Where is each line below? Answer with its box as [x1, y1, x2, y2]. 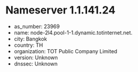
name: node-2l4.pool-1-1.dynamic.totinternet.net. [13, 29, 133, 36]
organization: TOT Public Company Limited [13, 47, 118, 54]
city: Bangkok [13, 35, 47, 42]
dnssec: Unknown [13, 60, 58, 67]
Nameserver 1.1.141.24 [5, 4, 116, 17]
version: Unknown [13, 54, 58, 61]
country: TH [13, 42, 43, 49]
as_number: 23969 [13, 23, 60, 30]
